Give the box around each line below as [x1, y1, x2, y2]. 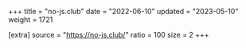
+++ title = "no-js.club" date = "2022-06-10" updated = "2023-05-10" [8, 7, 239, 16]
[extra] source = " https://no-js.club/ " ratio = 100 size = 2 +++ [8, 31, 209, 39]
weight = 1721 [8, 15, 53, 24]
